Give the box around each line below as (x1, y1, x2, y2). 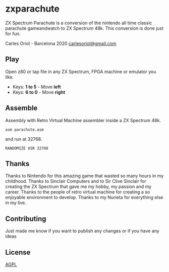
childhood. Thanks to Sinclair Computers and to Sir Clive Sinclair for (5, 178, 146, 184)
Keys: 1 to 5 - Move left (12, 84, 61, 90)
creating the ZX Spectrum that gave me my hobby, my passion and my (5, 183, 152, 190)
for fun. (5, 30, 21, 36)
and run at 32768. (5, 136, 42, 142)
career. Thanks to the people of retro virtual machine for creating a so (5, 189, 150, 195)
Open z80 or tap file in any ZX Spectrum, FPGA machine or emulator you (5, 68, 156, 74)
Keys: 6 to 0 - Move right (12, 89, 66, 95)
